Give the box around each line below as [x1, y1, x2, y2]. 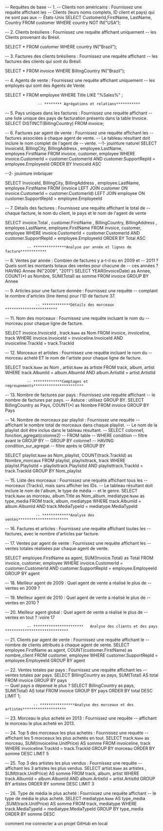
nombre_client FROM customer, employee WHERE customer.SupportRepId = [5, 652, 158, 658]
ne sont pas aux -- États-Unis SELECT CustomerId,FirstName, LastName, [5, 15, 152, 20]
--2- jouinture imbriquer [5, 170, 53, 176]
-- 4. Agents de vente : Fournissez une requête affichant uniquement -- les [5, 78, 155, 83]
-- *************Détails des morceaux [36, 302, 114, 307]
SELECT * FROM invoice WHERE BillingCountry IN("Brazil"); [5, 68, 126, 74]
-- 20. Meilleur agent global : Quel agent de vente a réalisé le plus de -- [5, 609, 148, 615]
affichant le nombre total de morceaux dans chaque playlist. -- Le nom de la [5, 422, 158, 428]
